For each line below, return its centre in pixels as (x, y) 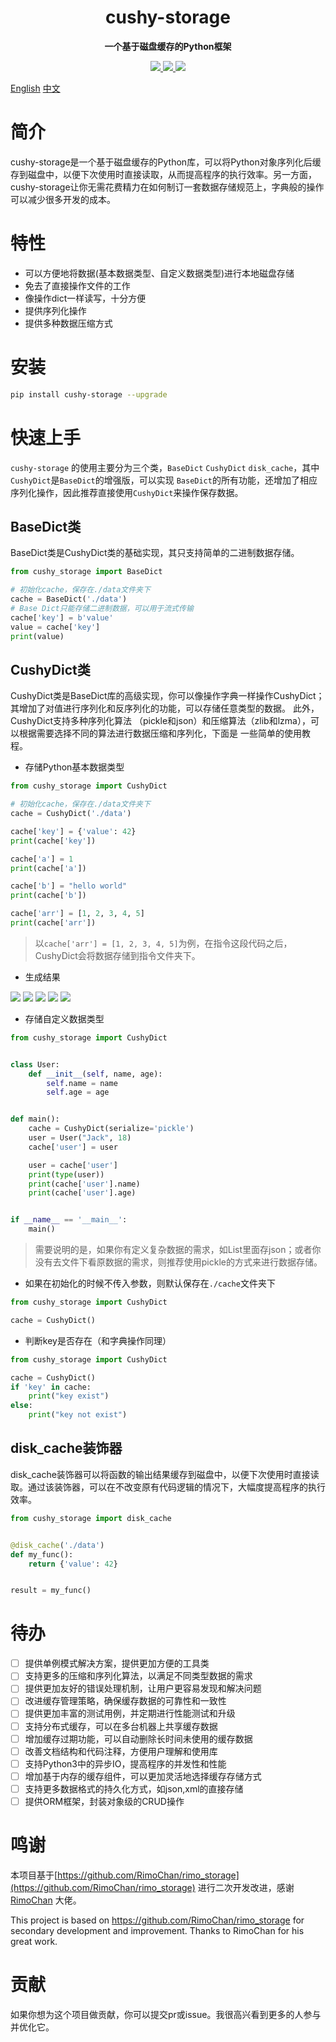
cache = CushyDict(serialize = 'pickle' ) (111, 1129)
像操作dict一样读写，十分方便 (85, 298)
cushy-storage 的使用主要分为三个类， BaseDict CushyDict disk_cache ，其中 (165, 467)
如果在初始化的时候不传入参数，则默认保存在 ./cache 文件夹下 (150, 1283)
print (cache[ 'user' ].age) (82, 1193)
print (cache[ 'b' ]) (48, 896)
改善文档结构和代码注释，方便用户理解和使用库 (121, 1751)
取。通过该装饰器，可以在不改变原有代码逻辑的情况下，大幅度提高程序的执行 (168, 1487)
